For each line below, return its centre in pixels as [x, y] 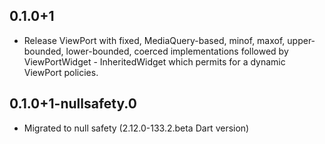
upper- [301, 40]
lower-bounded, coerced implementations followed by [177, 51]
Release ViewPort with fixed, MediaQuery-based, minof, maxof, [154, 40]
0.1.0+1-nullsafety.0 [73, 104]
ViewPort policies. [61, 72]
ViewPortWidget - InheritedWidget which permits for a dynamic [154, 61]
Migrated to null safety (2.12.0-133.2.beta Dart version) [136, 128]
